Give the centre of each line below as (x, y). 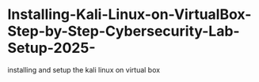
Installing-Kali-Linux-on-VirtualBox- (129, 15)
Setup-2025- (51, 48)
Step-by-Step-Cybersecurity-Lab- (124, 31)
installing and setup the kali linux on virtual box (84, 69)
